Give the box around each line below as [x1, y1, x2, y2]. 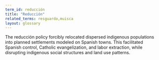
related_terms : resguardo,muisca [5, 16, 74, 21]
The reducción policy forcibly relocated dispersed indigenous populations [5, 34, 155, 40]
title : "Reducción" [5, 12, 45, 17]
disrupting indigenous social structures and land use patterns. [5, 50, 131, 56]
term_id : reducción [5, 7, 45, 12]
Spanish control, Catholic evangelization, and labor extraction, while [5, 44, 143, 50]
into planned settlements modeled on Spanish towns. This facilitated [5, 40, 143, 45]
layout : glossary [5, 20, 41, 26]
